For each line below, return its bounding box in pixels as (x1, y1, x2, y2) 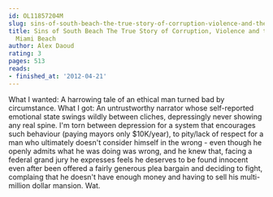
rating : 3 (8, 49, 42, 58)
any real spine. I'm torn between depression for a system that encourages (8, 120, 256, 130)
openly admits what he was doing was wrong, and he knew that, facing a (8, 146, 253, 156)
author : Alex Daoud (8, 42, 75, 50)
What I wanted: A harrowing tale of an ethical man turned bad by (8, 94, 225, 104)
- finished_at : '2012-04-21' (8, 72, 107, 80)
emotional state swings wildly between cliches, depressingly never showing (8, 111, 262, 122)
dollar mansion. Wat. (32, 180, 101, 191)
